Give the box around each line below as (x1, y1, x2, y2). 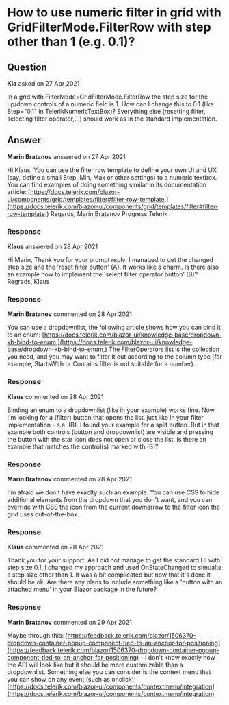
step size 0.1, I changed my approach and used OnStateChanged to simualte (7, 564, 222, 572)
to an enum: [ (7, 331, 44, 339)
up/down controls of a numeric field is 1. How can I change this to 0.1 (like (7, 100, 214, 108)
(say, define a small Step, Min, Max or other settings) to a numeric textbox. (7, 173, 217, 181)
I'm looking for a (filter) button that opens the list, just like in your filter (7, 413, 204, 421)
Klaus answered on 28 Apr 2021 (7, 242, 98, 251)
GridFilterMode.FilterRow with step (7, 19, 211, 35)
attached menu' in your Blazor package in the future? (7, 585, 157, 594)
